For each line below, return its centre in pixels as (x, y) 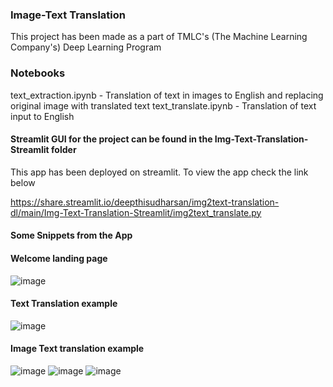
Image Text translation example (77, 349)
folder (64, 150)
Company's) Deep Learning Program (86, 47)
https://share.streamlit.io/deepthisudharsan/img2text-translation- (145, 202)
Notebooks (38, 73)
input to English (42, 116)
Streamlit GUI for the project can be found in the (111, 139)
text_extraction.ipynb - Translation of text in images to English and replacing (167, 95)
